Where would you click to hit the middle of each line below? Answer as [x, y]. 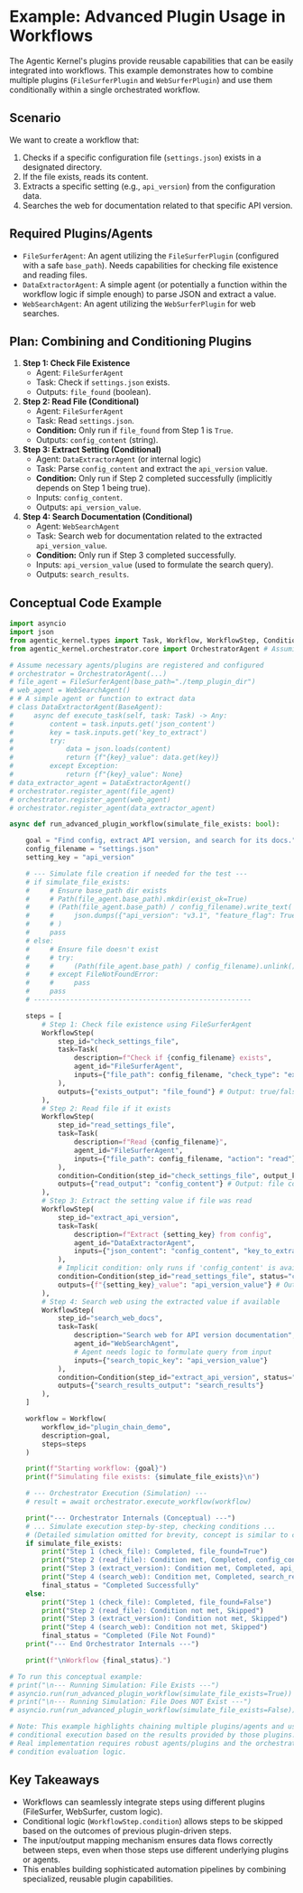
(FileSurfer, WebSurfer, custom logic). [92, 1811]
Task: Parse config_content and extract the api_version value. [152, 469]
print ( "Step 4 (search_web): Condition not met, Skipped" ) [155, 1627]
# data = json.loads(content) [90, 749]
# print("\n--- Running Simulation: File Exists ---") [115, 1685]
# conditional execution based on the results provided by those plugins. [153, 1735]
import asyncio [38, 624]
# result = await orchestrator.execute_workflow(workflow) [139, 1502]
